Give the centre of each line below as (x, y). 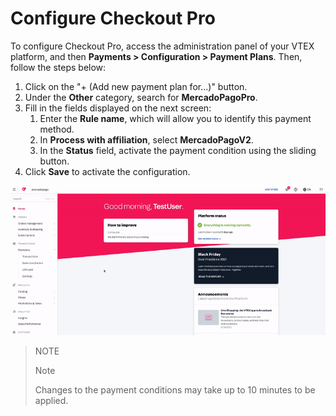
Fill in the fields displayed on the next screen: (118, 108)
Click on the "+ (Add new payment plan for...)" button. (136, 86)
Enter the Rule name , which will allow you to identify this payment (175, 118)
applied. (51, 401)
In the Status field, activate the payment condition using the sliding (178, 150)
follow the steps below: (58, 67)
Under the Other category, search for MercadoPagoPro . (141, 97)
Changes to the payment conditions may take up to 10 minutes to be (175, 390)
